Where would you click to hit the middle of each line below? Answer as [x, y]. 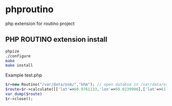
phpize [12, 51]
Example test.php [24, 75]
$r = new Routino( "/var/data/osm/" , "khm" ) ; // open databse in [72, 85]
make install [19, 65]
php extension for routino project [40, 23]
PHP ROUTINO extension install [56, 39]
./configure [18, 56]
